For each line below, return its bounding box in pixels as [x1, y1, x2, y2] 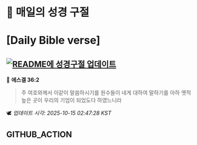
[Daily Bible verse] [6, 34, 101, 47]
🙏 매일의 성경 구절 [6, 5, 90, 19]
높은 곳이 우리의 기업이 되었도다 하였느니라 [21, 97, 122, 104]
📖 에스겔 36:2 [6, 76, 39, 83]
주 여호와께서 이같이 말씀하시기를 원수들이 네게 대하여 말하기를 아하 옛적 [21, 89, 192, 97]
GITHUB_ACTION [6, 129, 73, 140]
